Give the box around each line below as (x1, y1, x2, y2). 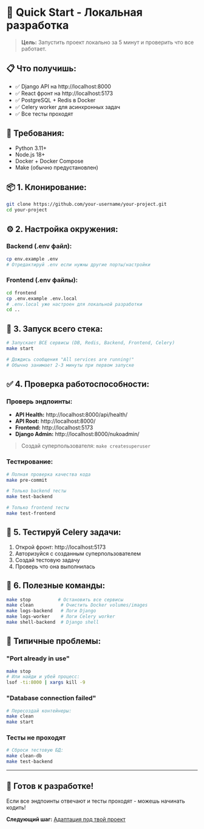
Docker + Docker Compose (15, 157, 84, 164)
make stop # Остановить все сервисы (6, 596, 123, 602)
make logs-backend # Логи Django (6, 608, 97, 614)
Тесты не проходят (6, 733, 66, 742)
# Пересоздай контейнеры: (6, 708, 72, 714)
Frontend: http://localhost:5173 (15, 424, 93, 431)
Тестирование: (6, 457, 53, 466)
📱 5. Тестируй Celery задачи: (6, 527, 121, 538)
